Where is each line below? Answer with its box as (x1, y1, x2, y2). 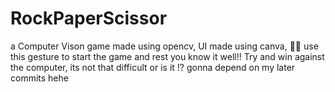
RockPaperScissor (10, 7, 168, 30)
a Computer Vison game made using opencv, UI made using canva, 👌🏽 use (10, 40, 319, 52)
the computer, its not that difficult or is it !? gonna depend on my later (10, 61, 296, 73)
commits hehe (10, 72, 69, 84)
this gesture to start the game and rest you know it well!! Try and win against (10, 50, 325, 62)
